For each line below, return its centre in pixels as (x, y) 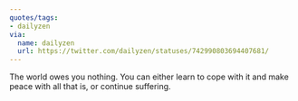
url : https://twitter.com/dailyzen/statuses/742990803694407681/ (144, 51)
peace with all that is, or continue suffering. (90, 87)
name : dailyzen (46, 43)
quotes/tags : (34, 18)
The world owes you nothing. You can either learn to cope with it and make (149, 77)
